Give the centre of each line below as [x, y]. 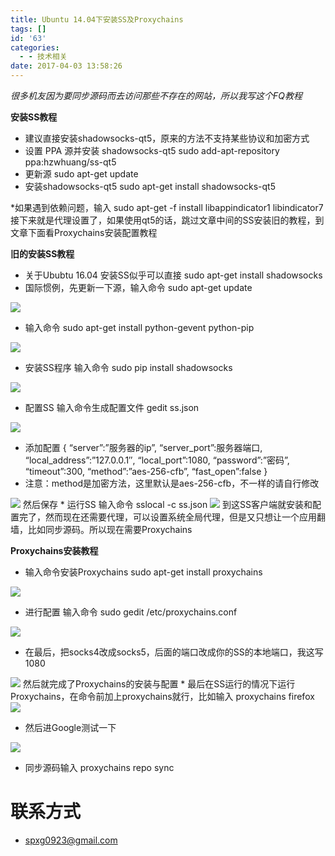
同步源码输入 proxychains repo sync [99, 767]
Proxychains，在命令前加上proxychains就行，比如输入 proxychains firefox [162, 696]
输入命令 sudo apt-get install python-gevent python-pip [139, 327]
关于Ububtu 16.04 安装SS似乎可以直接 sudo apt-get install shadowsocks [173, 275]
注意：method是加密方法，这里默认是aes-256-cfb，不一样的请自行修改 [172, 483]
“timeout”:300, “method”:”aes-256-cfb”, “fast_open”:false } [146, 471]
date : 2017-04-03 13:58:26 [66, 66]
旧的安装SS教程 [42, 254]
